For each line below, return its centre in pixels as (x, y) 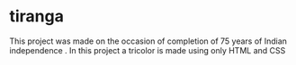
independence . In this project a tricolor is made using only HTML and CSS (148, 50)
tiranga (37, 16)
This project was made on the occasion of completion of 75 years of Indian (148, 41)
